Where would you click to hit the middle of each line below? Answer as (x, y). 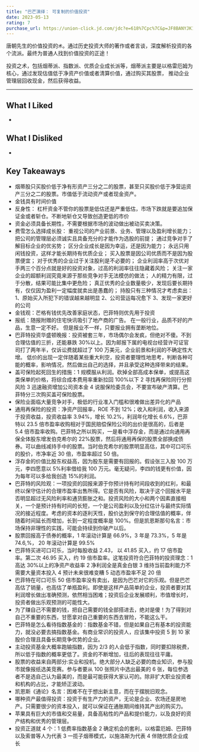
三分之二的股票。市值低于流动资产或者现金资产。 (80, 194)
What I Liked (30, 105)
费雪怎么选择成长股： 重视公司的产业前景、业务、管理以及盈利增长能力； (104, 231)
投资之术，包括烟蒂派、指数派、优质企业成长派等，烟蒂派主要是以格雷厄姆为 (99, 66)
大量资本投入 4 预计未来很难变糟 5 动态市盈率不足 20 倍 (93, 572)
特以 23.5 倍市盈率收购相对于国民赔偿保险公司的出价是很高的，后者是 (99, 424)
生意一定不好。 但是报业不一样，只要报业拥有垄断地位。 (93, 327)
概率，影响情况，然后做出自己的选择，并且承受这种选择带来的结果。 (108, 364)
